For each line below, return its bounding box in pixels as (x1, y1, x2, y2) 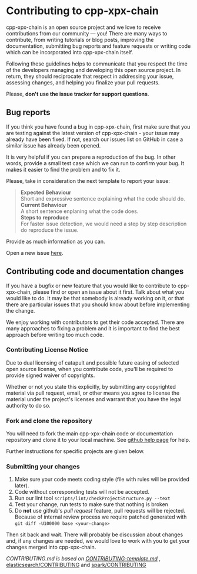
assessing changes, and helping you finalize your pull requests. (6, 78, 160, 86)
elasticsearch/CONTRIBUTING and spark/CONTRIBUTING (6, 562, 146, 569)
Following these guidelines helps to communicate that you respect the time (6, 60, 188, 67)
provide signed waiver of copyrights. (6, 372, 95, 379)
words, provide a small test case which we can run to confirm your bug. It (6, 159, 184, 166)
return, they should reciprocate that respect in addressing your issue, (6, 73, 174, 80)
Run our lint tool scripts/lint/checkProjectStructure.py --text (14, 494, 171, 502)
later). (14, 482, 29, 489)
